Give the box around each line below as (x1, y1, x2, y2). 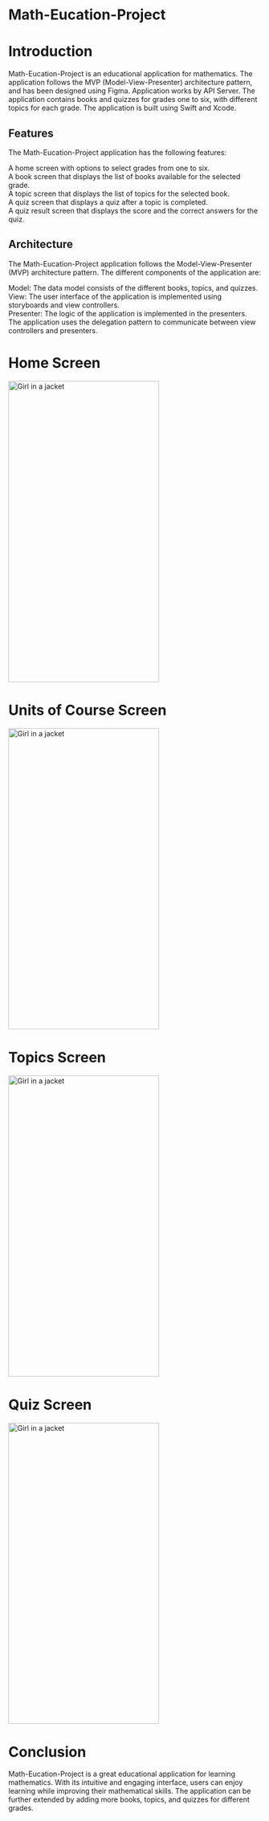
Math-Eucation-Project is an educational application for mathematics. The (8, 69, 253, 79)
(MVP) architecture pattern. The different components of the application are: (8, 267, 262, 277)
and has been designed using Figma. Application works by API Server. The (8, 86, 255, 96)
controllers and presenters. (8, 325, 98, 335)
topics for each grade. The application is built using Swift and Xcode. (8, 103, 237, 113)
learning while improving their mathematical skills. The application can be (8, 1786, 251, 1796)
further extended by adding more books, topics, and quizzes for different (8, 1795, 251, 1804)
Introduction (8, 43, 93, 61)
